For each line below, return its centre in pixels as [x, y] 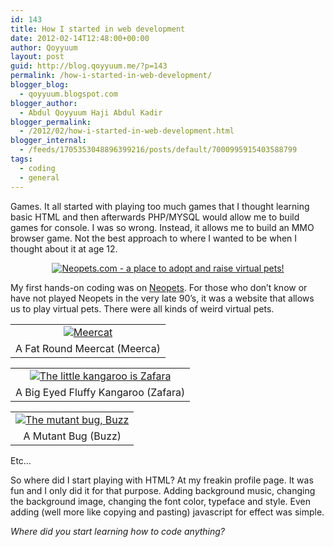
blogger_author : [44, 103]
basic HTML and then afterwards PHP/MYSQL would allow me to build [155, 217]
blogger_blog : [40, 85]
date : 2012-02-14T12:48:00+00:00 [80, 38]
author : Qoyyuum [44, 47]
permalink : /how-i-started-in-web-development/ [111, 76]
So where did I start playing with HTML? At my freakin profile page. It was [162, 480]
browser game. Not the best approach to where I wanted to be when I [154, 238]
